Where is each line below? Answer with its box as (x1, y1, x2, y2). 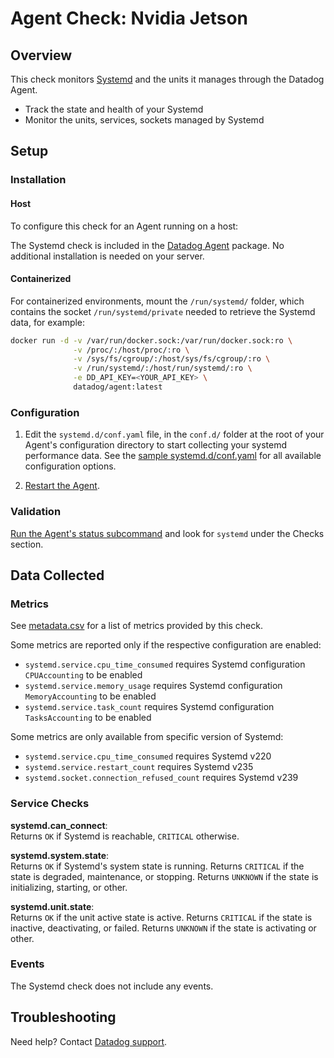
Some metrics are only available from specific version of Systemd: (10, 731, 284, 743)
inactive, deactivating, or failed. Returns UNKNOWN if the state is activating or (10, 922, 317, 934)
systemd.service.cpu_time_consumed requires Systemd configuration (24, 658, 306, 671)
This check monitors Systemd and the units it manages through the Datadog (10, 73, 325, 85)
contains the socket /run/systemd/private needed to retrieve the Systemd (10, 305, 316, 317)
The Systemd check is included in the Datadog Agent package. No (10, 239, 285, 251)
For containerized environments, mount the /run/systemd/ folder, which (10, 295, 305, 307)
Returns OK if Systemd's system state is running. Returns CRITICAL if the (10, 860, 305, 872)
